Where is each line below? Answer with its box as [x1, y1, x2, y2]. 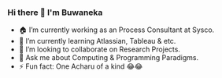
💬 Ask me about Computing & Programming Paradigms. [18, 53, 199, 62]
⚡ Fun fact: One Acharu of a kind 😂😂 [18, 62, 143, 71]
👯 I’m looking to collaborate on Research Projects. [18, 44, 180, 54]
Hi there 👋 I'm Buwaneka [7, 7, 103, 18]
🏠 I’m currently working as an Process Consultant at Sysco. [18, 25, 215, 34]
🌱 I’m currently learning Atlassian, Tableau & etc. [18, 37, 176, 46]
